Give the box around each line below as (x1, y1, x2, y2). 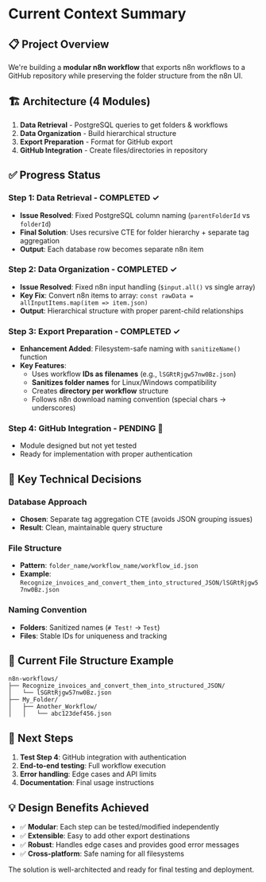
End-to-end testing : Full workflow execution (19, 761, 167, 771)
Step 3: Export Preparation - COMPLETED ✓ (8, 325, 181, 336)
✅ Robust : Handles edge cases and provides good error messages (19, 840, 240, 849)
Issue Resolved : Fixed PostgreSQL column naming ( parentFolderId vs (19, 210, 250, 220)
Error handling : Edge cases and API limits (19, 769, 157, 779)
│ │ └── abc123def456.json (8, 709, 112, 718)
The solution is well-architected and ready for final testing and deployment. (8, 865, 255, 875)
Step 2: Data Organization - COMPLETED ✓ (8, 264, 177, 275)
